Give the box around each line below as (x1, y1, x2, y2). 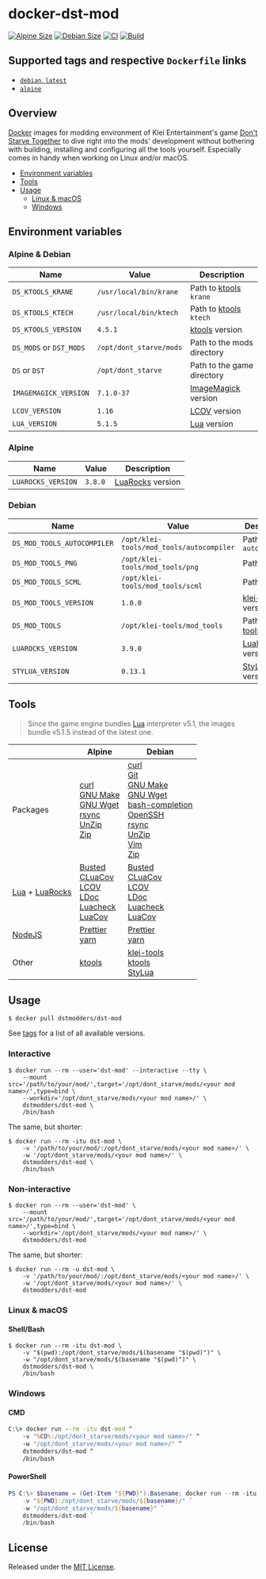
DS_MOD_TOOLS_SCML (12, 577, 82, 586)
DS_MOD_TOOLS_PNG (12, 559, 78, 567)
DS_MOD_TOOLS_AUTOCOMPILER (12, 539, 114, 547)
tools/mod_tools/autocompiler (121, 543, 235, 551)
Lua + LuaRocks (12, 886, 72, 897)
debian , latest (19, 75, 67, 84)
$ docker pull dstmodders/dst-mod (8, 1015, 123, 1023)
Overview (8, 106, 58, 120)
